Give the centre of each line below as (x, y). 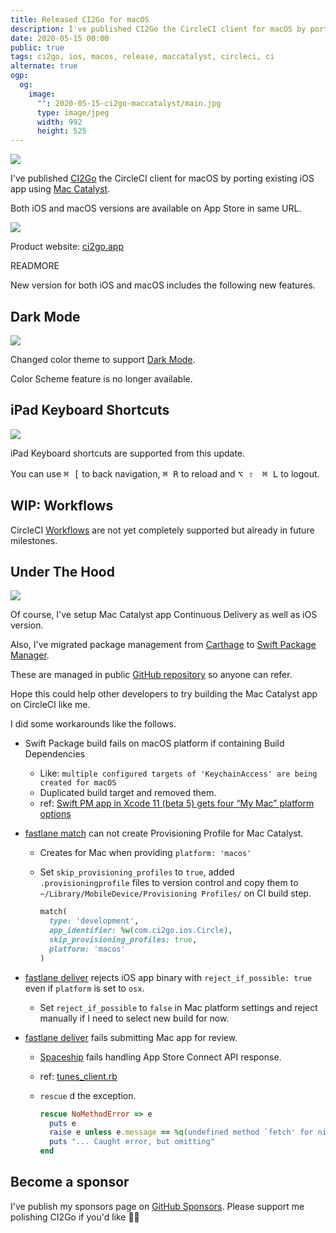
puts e (62, 1123)
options (55, 814)
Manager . (30, 655)
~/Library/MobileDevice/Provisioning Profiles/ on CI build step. (175, 893)
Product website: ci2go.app (67, 247)
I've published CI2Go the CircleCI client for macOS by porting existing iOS (162, 178)
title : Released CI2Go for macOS (80, 19)
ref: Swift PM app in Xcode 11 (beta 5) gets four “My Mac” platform (177, 803)
